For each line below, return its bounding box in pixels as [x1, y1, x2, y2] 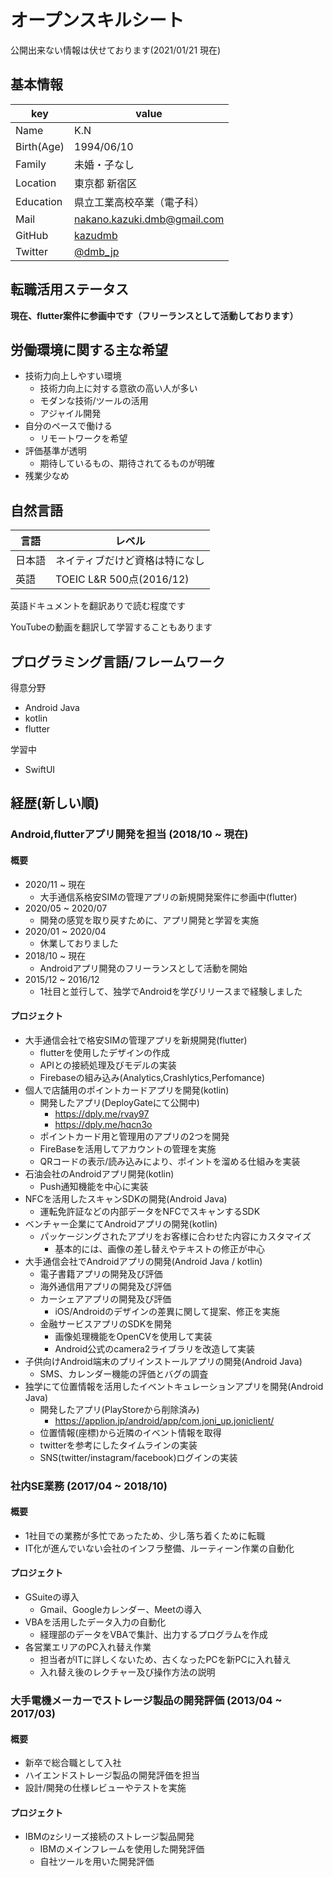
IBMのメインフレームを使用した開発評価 [39, 1843, 205, 1855]
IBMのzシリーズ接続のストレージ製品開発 [24, 1831, 195, 1843]
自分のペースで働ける [24, 420, 113, 432]
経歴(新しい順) [10, 795, 100, 812]
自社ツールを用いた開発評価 [39, 1856, 155, 1868]
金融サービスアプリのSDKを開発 [39, 1317, 173, 1330]
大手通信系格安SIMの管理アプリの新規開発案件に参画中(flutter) [39, 891, 298, 903]
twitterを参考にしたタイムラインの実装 [39, 1439, 198, 1451]
